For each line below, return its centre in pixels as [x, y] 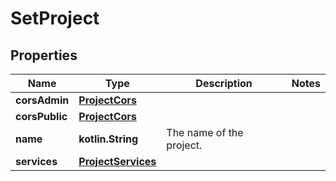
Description [224, 83]
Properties [44, 55]
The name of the [205, 132]
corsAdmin [42, 100]
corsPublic [41, 116]
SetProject [55, 18]
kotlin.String [108, 139]
